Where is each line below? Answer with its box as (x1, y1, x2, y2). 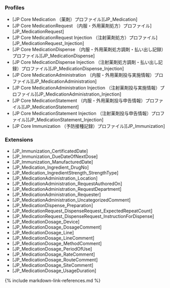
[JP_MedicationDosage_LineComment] (12, 235, 95, 241)
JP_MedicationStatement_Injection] (29, 117, 104, 123)
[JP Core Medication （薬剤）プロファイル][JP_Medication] (12, 16, 138, 23)
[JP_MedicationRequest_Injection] (12, 40, 85, 47)
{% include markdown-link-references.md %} (5, 277, 101, 283)
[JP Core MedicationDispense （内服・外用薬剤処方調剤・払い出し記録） (12, 47, 164, 53)
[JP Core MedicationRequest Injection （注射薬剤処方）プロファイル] (12, 35, 158, 41)
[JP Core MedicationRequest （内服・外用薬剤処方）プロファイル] (12, 23, 152, 29)
